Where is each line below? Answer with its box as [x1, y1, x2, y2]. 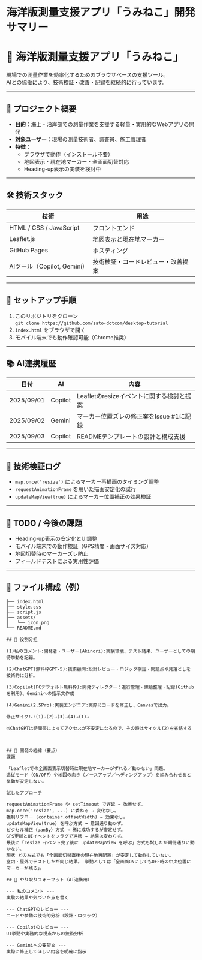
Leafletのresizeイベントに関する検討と [77, 392, 186, 401]
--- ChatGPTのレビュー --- [6, 906, 69, 912]
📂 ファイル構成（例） [6, 582, 85, 592]
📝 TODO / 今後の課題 [6, 518, 83, 528]
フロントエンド [92, 224, 135, 232]
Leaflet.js [9, 234, 35, 243]
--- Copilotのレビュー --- [6, 924, 69, 930]
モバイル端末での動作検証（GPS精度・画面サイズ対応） [14, 543, 152, 549]
